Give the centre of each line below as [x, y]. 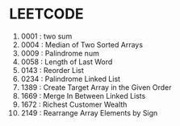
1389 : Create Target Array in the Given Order [96, 87]
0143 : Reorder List [52, 70]
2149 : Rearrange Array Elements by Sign [89, 112]
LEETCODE [46, 14]
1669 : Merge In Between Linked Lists [83, 96]
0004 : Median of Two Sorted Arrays [82, 44]
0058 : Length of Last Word [67, 62]
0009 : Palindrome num [60, 53]
